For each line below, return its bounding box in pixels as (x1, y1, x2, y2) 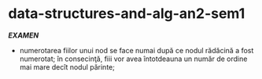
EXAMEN (8, 31, 39, 40)
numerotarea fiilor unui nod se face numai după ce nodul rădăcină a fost (19, 45, 254, 55)
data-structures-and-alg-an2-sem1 (8, 5, 245, 23)
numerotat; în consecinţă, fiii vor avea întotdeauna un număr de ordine (19, 54, 248, 63)
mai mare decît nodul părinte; (19, 62, 116, 71)
